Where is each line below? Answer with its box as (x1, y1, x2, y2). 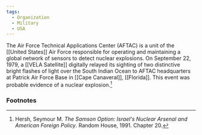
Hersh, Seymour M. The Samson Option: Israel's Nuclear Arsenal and (14, 115, 188, 123)
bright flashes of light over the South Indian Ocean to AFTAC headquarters (6, 67, 191, 75)
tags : (6, 8, 20, 15)
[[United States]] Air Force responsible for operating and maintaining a (6, 49, 181, 56)
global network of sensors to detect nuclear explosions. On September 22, (6, 55, 191, 62)
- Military (11, 20, 39, 26)
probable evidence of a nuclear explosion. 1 (6, 80, 112, 88)
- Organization (11, 14, 50, 20)
